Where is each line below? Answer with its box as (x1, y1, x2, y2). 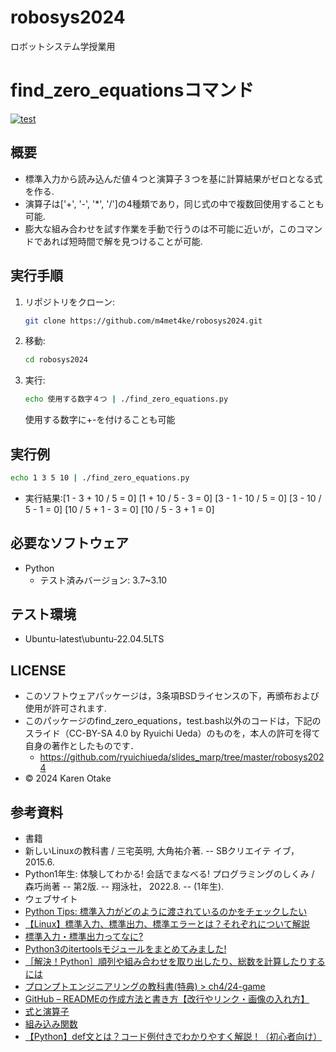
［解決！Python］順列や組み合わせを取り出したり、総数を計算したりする (24, 956, 326, 968)
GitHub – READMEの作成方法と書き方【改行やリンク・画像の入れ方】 (24, 993, 310, 1005)
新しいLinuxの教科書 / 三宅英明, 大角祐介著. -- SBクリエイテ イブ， (24, 845, 300, 857)
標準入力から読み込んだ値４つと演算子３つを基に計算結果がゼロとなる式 (24, 172, 323, 185)
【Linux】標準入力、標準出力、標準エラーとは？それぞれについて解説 (24, 918, 310, 930)
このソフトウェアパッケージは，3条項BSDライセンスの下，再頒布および (24, 690, 320, 702)
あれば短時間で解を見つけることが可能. (42, 235, 203, 247)
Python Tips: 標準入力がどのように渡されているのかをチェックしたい (24, 906, 308, 918)
